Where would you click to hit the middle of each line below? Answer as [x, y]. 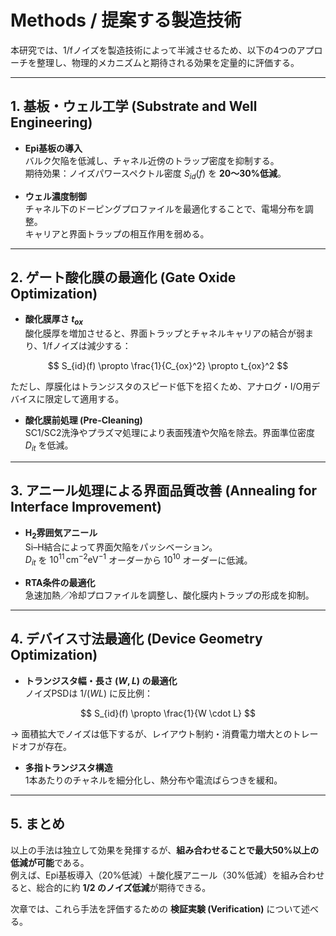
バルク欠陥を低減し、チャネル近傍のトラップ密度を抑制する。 [152, 160]
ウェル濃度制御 [55, 196]
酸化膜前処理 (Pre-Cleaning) [83, 420]
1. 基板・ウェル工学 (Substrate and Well [134, 106]
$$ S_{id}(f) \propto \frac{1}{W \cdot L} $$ [168, 713]
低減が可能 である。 [50, 862]
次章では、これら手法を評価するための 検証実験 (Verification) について [156, 908]
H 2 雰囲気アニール [61, 533]
